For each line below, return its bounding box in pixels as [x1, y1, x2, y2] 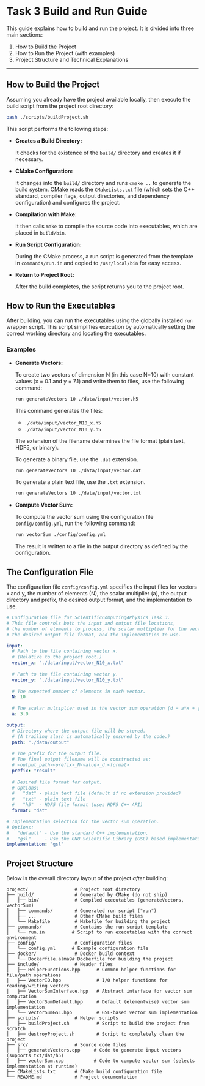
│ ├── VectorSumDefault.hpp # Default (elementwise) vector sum [6, 999, 190, 1005]
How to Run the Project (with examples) [15, 49, 115, 56]
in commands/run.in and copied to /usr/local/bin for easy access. [15, 259, 181, 266]
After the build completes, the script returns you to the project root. [15, 283, 184, 290]
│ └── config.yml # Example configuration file [6, 945, 149, 952]
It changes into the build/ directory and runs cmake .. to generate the [15, 179, 192, 186]
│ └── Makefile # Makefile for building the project [6, 919, 171, 925]
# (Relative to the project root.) [12, 654, 103, 660]
